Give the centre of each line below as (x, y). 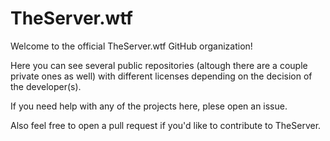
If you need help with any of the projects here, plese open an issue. (149, 106)
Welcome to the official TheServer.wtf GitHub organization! (131, 46)
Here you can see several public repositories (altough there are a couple (159, 65)
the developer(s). (46, 86)
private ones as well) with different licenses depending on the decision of (161, 76)
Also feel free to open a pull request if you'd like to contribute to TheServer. (166, 125)
